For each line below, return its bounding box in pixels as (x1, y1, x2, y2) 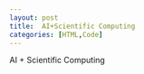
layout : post (9, 13, 59, 23)
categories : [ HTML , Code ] (9, 30, 103, 39)
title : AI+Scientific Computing (9, 22, 136, 31)
